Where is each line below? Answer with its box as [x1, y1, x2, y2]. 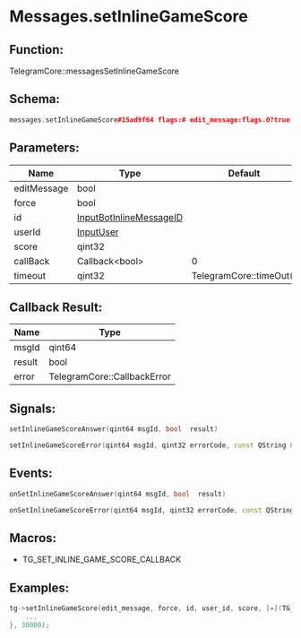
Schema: [9, 91, 61, 107]
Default [228, 167, 261, 179]
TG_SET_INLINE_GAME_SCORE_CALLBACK [21, 554, 182, 565]
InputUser [77, 226, 119, 238]
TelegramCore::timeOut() [191, 269, 297, 281]
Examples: [9, 580, 70, 595]
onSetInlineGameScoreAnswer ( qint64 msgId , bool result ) [9, 489, 227, 498]
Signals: [9, 401, 56, 416]
